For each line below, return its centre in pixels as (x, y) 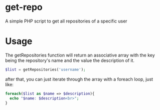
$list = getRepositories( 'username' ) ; (45, 69)
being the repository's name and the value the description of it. (70, 60)
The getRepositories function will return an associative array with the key (80, 55)
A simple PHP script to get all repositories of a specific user (66, 21)
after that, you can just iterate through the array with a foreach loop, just (79, 79)
